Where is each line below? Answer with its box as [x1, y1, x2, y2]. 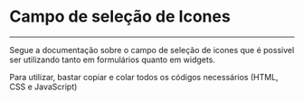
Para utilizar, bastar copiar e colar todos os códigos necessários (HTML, [9, 71, 279, 82]
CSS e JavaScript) [9, 81, 78, 92]
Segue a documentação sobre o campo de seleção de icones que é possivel [9, 44, 295, 55]
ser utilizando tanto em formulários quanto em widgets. [9, 54, 215, 65]
